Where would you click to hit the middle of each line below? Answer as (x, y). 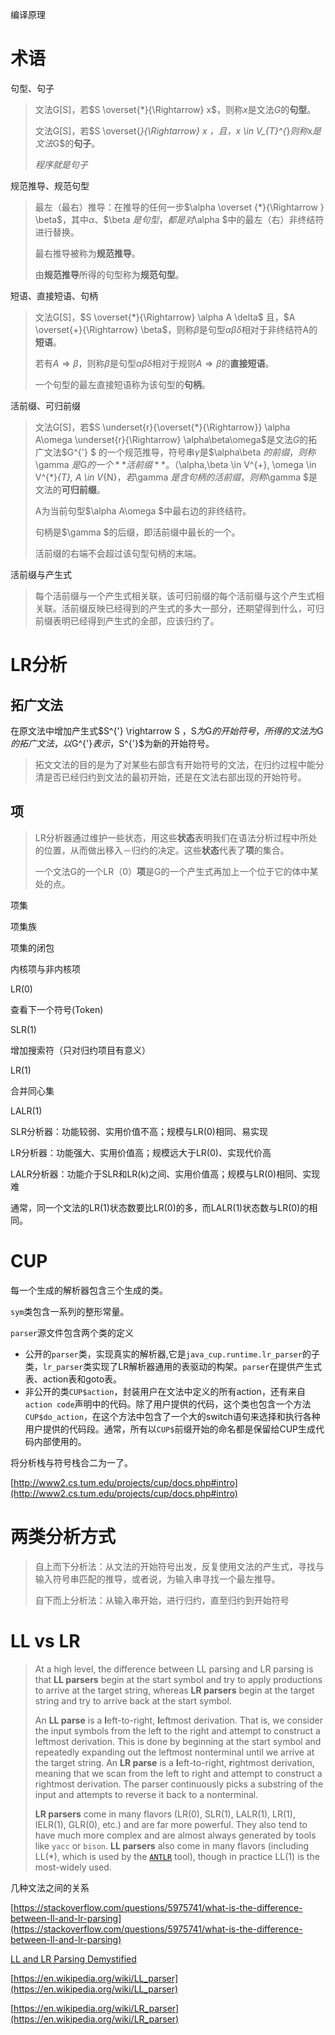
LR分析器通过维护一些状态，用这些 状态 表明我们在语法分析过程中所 (171, 837)
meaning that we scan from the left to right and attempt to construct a (178, 1773)
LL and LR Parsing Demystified (73, 1959)
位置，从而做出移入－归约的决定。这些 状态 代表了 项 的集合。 (166, 850)
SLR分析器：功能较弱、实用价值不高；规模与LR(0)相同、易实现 (139, 1131)
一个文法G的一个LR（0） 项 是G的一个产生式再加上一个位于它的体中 (172, 871)
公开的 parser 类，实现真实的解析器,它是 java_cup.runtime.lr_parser (163, 1354)
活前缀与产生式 (41, 574)
